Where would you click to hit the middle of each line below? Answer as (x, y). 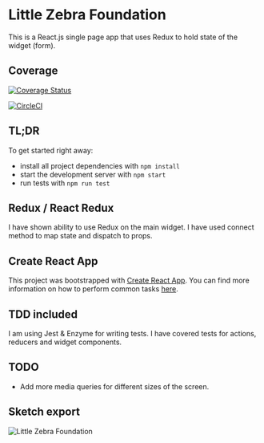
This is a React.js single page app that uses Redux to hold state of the (123, 37)
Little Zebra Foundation (87, 15)
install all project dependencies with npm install (100, 165)
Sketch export (44, 412)
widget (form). (32, 45)
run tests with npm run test (65, 183)
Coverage (33, 71)
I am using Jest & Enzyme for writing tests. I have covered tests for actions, (132, 333)
